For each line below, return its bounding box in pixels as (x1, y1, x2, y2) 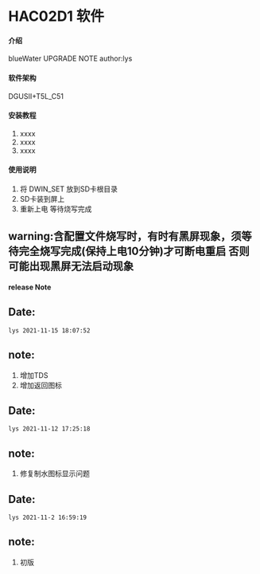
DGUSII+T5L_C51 (8, 91, 64, 100)
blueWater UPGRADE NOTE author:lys (8, 53, 133, 64)
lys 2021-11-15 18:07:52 (8, 326, 91, 335)
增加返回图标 (19, 380, 62, 390)
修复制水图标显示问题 (19, 469, 90, 478)
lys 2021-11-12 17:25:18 (8, 425, 91, 433)
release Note (8, 282, 52, 292)
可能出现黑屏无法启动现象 (8, 260, 134, 273)
